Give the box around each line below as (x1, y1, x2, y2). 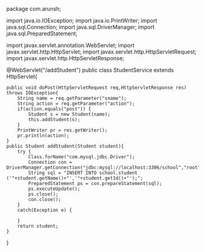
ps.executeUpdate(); (28, 186, 81, 192)
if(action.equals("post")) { (17, 106, 92, 112)
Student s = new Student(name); (28, 111, 111, 117)
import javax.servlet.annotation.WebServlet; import (6, 42, 135, 49)
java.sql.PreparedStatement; (6, 30, 78, 37)
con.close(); (28, 197, 62, 203)
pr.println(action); (17, 133, 70, 139)
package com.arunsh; (6, 5, 62, 12)
